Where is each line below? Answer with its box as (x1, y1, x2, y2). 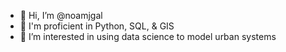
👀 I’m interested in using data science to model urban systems (19, 31, 277, 42)
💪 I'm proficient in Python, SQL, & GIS (19, 20, 175, 32)
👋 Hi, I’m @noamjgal (19, 10, 103, 21)
